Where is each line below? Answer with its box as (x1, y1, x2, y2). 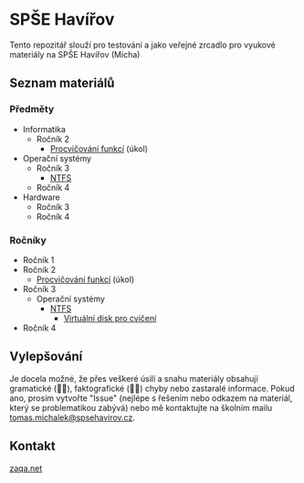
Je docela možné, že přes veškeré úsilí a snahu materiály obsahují (9, 373, 258, 383)
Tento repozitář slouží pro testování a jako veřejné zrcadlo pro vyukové (9, 39, 276, 50)
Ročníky (9, 234, 47, 247)
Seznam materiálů (9, 76, 115, 91)
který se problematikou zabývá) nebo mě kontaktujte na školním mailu (9, 402, 273, 413)
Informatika (22, 123, 67, 134)
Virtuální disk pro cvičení (63, 312, 157, 323)
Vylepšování (9, 349, 83, 364)
